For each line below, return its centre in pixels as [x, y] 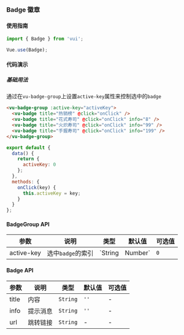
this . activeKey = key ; [52, 193]
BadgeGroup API [28, 224]
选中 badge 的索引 [70, 253]
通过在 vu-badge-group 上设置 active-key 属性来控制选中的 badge [84, 96]
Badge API [20, 270]
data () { [23, 153]
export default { [29, 148]
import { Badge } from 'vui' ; [45, 39]
